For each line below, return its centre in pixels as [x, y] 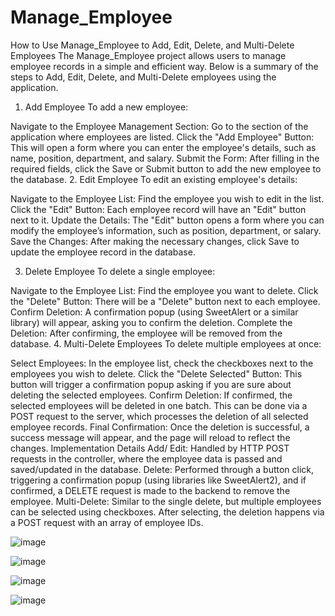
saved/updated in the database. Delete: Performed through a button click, [162, 469]
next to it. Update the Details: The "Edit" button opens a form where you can [167, 220]
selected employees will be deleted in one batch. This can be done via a [159, 405]
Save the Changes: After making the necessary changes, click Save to [155, 241]
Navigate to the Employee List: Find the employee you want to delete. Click [164, 290]
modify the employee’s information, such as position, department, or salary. [166, 230]
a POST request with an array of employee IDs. [107, 522]
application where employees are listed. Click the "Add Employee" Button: [162, 137]
